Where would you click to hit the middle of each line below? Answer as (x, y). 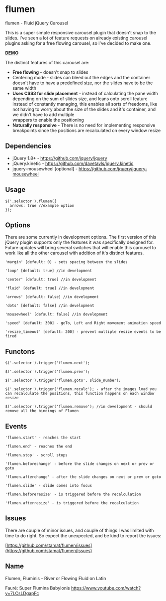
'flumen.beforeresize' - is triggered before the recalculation (73, 494)
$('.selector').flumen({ (31, 201)
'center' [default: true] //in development (51, 280)
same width (24, 88)
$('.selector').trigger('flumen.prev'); (48, 372)
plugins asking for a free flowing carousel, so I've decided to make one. (78, 43)
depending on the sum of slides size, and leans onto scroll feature (80, 99)
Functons (20, 352)
